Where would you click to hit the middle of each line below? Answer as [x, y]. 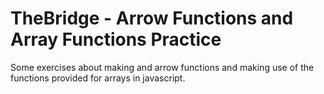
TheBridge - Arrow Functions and [152, 18]
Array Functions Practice [116, 39]
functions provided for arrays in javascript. [98, 78]
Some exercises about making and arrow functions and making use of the [162, 67]
